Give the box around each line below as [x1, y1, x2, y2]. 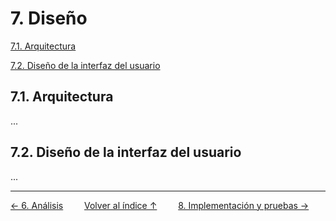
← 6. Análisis [10, 199, 64, 211]
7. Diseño [10, 7, 88, 30]
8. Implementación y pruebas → [178, 199, 310, 211]
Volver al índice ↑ [84, 199, 158, 211]
